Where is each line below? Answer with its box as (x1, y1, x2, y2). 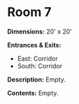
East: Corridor (17, 54, 58, 63)
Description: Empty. (7, 75, 66, 84)
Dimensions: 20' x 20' (7, 27, 72, 36)
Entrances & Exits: (7, 40, 62, 49)
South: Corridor (17, 61, 63, 70)
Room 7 (7, 4, 52, 20)
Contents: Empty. (7, 89, 59, 97)
